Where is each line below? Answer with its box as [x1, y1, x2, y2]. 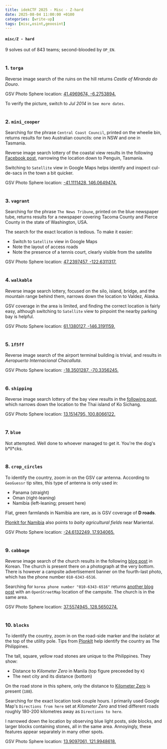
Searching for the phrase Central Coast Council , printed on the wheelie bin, [5, 130, 162, 136]
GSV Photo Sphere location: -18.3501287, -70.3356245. [5, 367, 119, 373]
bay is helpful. [5, 313, 34, 319]
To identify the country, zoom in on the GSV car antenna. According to [5, 474, 150, 480]
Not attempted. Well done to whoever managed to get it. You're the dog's [5, 440, 156, 446]
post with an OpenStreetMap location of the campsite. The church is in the [5, 589, 155, 595]
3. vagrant [5, 197, 30, 204]
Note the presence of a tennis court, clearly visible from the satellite [12, 249, 152, 255]
